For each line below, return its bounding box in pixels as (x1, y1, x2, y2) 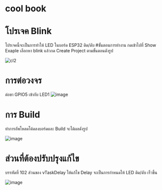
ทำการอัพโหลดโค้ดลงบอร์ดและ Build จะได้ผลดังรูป (5, 126, 88, 131)
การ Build (5, 109, 40, 120)
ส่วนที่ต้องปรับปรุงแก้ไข (5, 153, 79, 164)
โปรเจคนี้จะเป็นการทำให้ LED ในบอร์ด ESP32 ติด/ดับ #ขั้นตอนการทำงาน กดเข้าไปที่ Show (5, 42, 157, 48)
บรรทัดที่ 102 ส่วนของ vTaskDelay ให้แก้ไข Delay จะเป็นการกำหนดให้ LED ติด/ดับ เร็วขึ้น (5, 169, 158, 175)
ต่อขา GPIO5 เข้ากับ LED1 (5, 92, 50, 98)
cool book (5, 3, 47, 14)
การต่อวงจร (5, 75, 42, 86)
